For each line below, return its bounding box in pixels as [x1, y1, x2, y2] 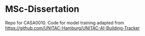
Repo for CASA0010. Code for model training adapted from [5, 20, 124, 26]
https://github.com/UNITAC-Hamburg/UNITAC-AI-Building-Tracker [5, 25, 140, 31]
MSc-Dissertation [5, 3, 80, 15]
